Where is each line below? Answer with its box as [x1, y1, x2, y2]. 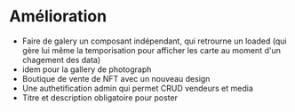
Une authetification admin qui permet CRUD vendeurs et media [21, 83, 253, 93]
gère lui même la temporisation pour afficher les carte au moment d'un [21, 44, 282, 55]
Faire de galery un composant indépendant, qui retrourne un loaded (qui [21, 36, 287, 46]
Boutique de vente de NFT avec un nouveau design [21, 73, 211, 84]
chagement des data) [21, 54, 101, 65]
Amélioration [9, 6, 108, 27]
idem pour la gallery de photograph [21, 64, 152, 75]
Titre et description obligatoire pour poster [21, 92, 178, 103]
